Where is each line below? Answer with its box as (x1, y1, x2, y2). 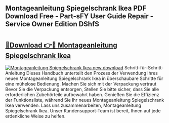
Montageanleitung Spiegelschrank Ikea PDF (5, 4, 147, 13)
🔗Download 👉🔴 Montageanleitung (5, 40, 117, 50)
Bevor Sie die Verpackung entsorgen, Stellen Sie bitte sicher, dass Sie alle (5, 86, 159, 92)
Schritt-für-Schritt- (124, 65, 164, 70)
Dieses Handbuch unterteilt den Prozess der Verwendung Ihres (26, 70, 158, 76)
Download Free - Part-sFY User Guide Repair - (5, 12, 153, 21)
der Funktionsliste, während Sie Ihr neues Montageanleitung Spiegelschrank (5, 97, 164, 103)
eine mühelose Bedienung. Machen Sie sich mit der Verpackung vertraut (5, 81, 157, 87)
